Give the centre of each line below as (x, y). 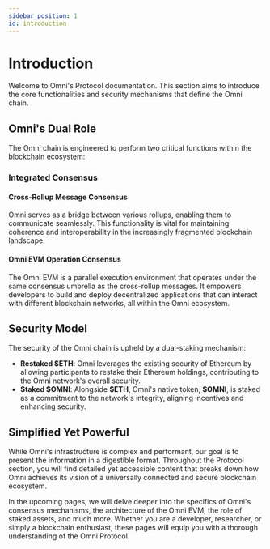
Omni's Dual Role (53, 128)
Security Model (48, 328)
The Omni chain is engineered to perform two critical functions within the (130, 148)
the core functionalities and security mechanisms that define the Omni (125, 95)
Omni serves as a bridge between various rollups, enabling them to (120, 215)
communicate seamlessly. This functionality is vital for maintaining (119, 223)
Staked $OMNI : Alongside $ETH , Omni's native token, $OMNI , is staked (140, 389)
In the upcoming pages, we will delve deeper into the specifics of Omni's (130, 502)
